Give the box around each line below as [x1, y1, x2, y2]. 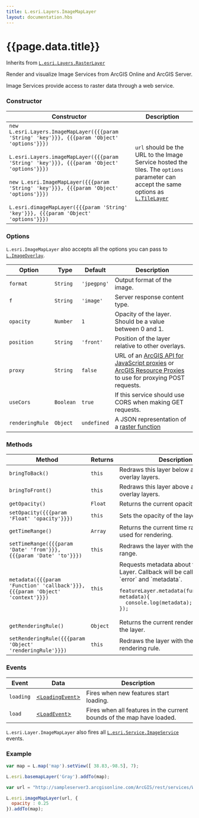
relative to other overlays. [114, 342, 185, 350]
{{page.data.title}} [6, 40, 100, 53]
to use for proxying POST [114, 374, 185, 382]
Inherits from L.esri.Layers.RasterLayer [6, 59, 105, 66]
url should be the [135, 143, 184, 151]
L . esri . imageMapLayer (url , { [6, 795, 78, 801]
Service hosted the [135, 158, 188, 166]
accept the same [135, 180, 182, 188]
